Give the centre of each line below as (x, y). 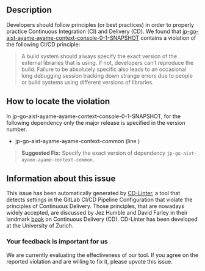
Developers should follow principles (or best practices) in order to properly (100, 24)
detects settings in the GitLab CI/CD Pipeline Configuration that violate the (99, 200)
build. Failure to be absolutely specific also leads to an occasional (104, 69)
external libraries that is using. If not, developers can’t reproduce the (107, 62)
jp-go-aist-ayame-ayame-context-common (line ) (77, 141)
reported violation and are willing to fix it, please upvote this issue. (89, 261)
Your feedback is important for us (57, 242)
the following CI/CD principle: (43, 44)
